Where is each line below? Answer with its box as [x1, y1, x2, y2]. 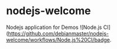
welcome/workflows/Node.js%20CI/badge [6, 36, 110, 43]
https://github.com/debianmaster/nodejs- [8, 30, 109, 37]
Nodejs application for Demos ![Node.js [6, 24, 102, 31]
